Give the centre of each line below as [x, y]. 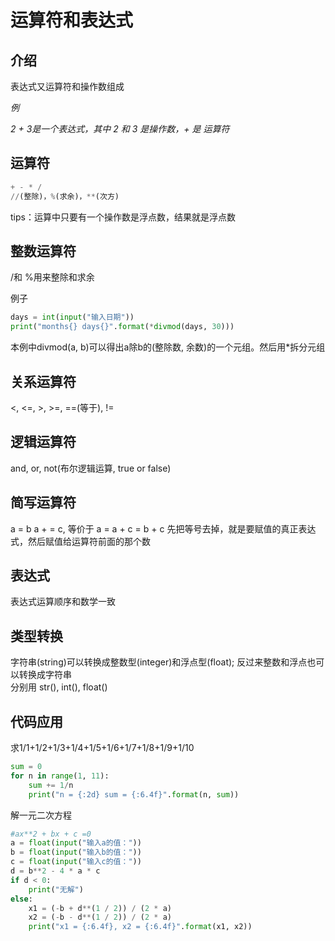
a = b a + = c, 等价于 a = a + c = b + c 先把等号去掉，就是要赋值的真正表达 [163, 528]
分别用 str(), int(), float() [59, 687]
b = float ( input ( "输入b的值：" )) [76, 852]
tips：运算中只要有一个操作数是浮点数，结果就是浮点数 [123, 217]
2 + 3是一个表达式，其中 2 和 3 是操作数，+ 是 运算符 [120, 129]
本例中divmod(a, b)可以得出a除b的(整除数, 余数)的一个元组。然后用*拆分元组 [168, 347]
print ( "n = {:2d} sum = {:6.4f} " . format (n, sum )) [134, 794]
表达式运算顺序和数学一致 [63, 602]
